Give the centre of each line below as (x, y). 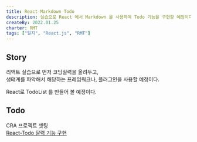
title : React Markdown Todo (40, 11)
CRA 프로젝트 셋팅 (27, 125)
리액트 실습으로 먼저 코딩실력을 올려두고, (52, 72)
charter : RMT (22, 28)
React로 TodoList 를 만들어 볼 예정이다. (51, 92)
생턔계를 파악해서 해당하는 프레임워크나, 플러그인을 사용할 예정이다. (83, 79)
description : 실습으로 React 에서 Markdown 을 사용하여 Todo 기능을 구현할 (90, 17)
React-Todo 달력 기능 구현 (37, 133)
